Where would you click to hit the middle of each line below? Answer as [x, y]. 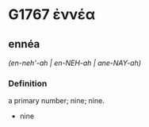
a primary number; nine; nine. [56, 101]
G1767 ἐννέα [52, 15]
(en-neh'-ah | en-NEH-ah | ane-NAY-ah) [74, 63]
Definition [28, 83]
